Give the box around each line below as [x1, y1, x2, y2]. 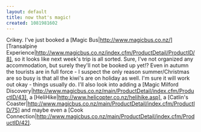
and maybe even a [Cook [20, 106, 84, 114]
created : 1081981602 [6, 20, 58, 26]
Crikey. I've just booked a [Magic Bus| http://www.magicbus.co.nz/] [6, 37, 173, 44]
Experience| [6, 49, 36, 56]
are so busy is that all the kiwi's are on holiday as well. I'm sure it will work [6, 74, 190, 82]
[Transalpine [6, 43, 37, 50]
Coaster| [6, 100, 28, 107]
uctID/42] [6, 119, 30, 127]
